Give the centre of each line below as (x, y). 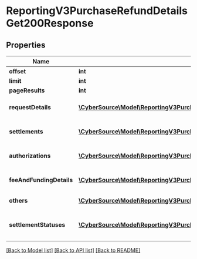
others (18, 201)
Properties (26, 45)
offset (18, 71)
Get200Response (50, 23)
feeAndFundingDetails (41, 180)
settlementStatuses (37, 225)
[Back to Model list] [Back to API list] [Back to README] (73, 250)
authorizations (30, 156)
